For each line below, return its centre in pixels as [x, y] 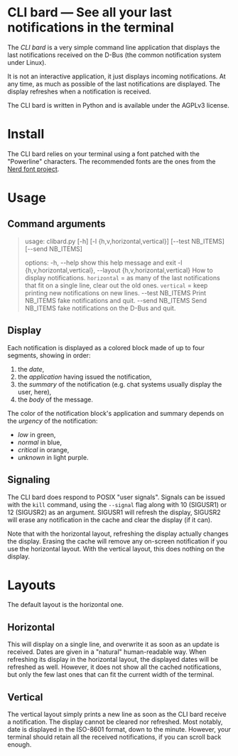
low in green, [37, 434]
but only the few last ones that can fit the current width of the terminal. [111, 675]
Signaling [29, 480]
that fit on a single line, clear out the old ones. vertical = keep [116, 285]
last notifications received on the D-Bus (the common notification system [114, 55]
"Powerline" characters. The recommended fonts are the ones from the [112, 161]
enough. [20, 745]
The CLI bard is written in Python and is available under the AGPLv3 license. [118, 105]
